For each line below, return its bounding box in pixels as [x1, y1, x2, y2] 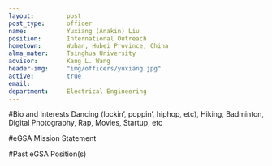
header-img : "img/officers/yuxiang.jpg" [8, 65, 162, 73]
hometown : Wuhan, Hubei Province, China [8, 42, 169, 50]
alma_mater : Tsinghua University [8, 49, 136, 57]
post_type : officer [8, 19, 93, 28]
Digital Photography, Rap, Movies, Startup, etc [8, 118, 163, 128]
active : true [8, 72, 82, 80]
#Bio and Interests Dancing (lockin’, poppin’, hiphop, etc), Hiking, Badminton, [8, 109, 265, 119]
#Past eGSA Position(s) [8, 149, 87, 159]
